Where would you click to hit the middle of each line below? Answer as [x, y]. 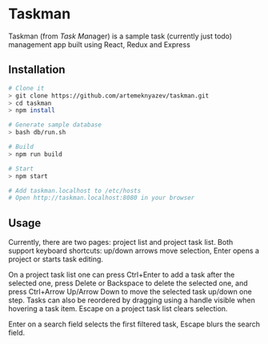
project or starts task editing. [56, 259]
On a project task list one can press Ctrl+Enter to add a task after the [122, 275]
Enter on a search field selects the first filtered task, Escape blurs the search [134, 324]
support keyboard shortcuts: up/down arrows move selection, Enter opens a [134, 251]
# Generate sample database [55, 125]
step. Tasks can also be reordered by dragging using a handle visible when [132, 300]
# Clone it [26, 88]
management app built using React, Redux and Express [99, 44]
